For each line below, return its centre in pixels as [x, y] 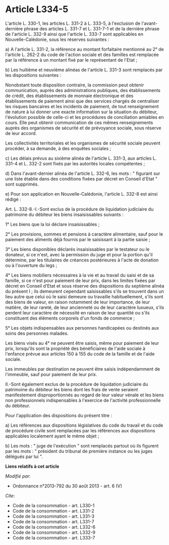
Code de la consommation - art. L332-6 [54, 527]
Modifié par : [18, 476]
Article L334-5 [37, 9]
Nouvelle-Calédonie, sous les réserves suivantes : [57, 39]
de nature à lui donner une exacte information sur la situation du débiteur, [81, 112]
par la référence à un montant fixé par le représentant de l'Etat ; [71, 60]
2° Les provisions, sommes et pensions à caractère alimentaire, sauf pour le [84, 234]
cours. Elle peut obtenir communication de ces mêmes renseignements [79, 122]
